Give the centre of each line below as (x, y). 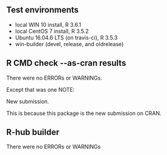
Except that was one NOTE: (40, 89)
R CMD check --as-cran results (66, 63)
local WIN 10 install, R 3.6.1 (48, 24)
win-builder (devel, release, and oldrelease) (69, 44)
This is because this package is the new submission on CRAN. (84, 113)
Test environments (42, 10)
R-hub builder (33, 132)
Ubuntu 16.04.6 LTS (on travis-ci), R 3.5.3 (66, 37)
